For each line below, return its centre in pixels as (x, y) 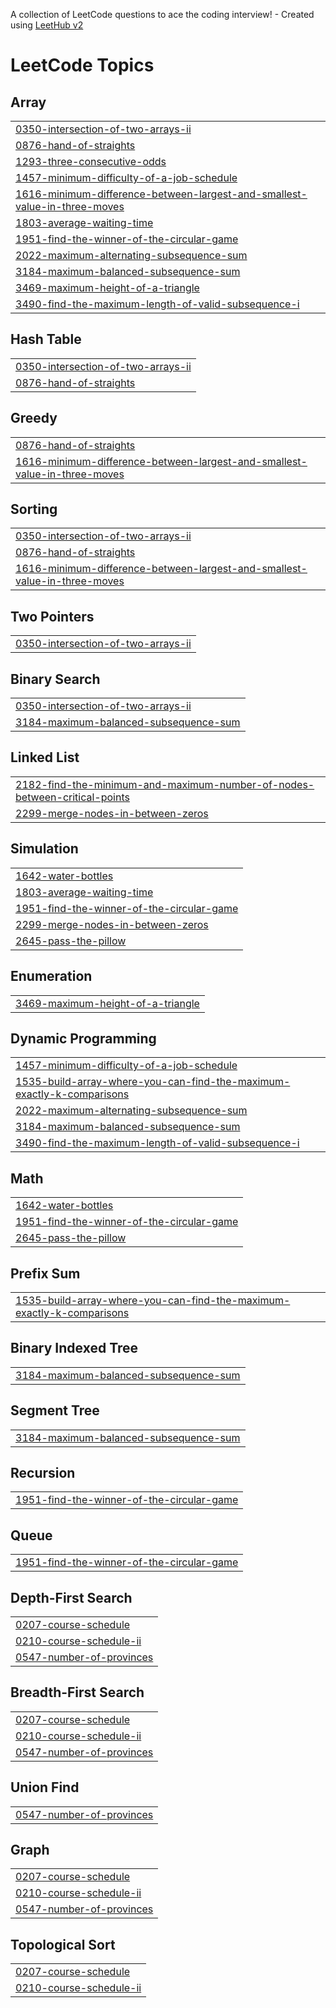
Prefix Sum (45, 1273)
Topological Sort (63, 1944)
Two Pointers (52, 616)
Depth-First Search (71, 1597)
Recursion (43, 1472)
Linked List (45, 757)
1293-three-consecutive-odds (91, 161)
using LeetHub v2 (47, 25)
